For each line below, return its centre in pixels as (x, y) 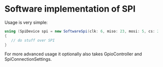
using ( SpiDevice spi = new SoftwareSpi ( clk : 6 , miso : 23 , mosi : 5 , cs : (80, 31)
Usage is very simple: (26, 22)
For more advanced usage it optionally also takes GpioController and (73, 54)
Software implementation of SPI (70, 9)
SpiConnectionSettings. (28, 59)
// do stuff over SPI (33, 40)
